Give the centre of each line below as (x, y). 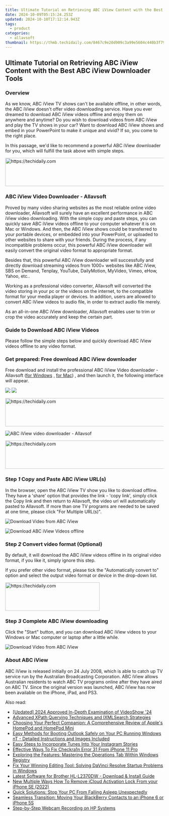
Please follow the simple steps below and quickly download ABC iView (78, 341)
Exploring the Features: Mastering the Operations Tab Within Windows (85, 755)
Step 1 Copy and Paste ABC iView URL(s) (56, 479)
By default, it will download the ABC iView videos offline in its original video (83, 555)
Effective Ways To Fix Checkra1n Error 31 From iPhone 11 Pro (75, 749)
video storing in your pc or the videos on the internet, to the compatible (79, 291)
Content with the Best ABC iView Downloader (78, 71)
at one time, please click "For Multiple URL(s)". (54, 512)
